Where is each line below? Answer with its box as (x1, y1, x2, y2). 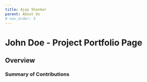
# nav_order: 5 (5, 16, 36, 21)
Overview (5, 56, 36, 65)
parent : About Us (5, 12, 40, 16)
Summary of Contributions (5, 71, 70, 78)
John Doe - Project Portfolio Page (5, 37, 143, 48)
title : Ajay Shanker (5, 7, 47, 12)
